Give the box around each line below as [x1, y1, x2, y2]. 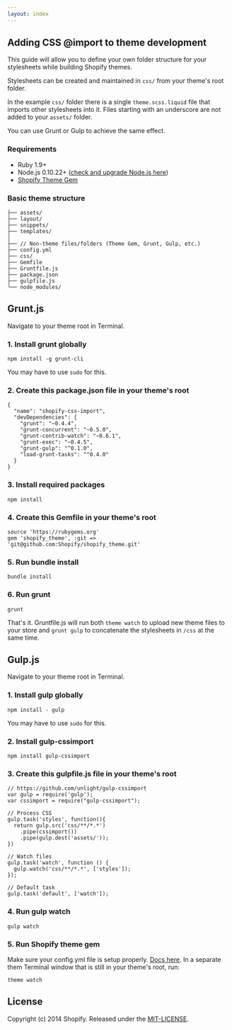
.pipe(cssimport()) [20, 828, 78, 836]
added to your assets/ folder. [7, 113, 93, 121]
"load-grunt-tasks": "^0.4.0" [20, 451, 110, 458]
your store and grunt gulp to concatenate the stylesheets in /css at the [7, 626, 214, 634]
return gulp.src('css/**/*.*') [13, 822, 106, 830]
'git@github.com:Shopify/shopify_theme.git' [7, 541, 141, 548]
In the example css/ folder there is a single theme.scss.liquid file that [7, 98, 211, 106]
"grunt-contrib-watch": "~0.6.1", [20, 433, 122, 440]
